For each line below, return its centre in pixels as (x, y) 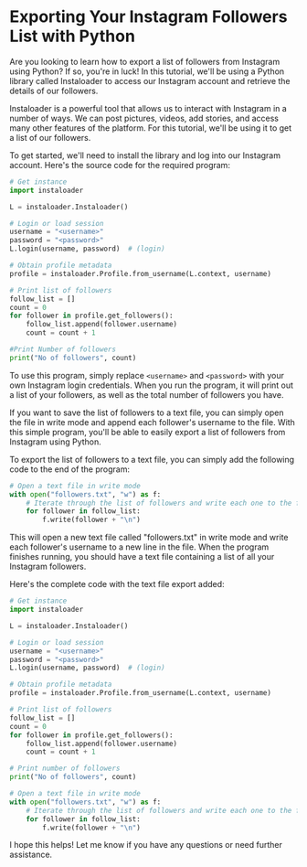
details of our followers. (54, 91)
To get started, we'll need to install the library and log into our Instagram (145, 155)
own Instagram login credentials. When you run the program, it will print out (152, 385)
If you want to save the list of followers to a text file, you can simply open (147, 412)
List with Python (72, 36)
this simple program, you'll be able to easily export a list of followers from (148, 432)
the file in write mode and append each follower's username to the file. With (152, 422)
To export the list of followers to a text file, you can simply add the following (152, 459)
